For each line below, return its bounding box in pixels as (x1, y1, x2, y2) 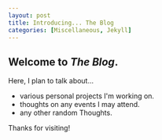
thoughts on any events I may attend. (19, 100, 140, 109)
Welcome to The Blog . (8, 55, 119, 68)
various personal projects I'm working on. (19, 91, 155, 101)
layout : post (8, 11, 51, 20)
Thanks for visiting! (8, 123, 71, 133)
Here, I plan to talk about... (8, 76, 94, 86)
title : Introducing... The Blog (8, 19, 114, 27)
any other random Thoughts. (19, 108, 112, 118)
